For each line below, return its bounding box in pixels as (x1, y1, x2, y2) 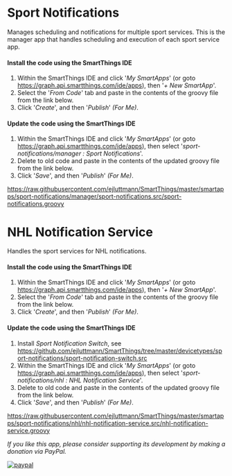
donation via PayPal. (7, 447, 67, 455)
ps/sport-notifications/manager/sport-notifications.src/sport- (7, 192, 182, 201)
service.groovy (7, 426, 51, 434)
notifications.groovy (7, 200, 64, 208)
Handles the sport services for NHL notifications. (7, 247, 147, 255)
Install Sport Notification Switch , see (17, 339, 122, 348)
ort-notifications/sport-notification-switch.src (17, 354, 148, 362)
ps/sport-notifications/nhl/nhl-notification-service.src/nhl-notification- (7, 418, 209, 427)
